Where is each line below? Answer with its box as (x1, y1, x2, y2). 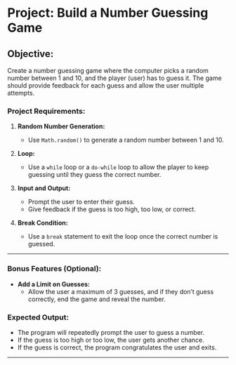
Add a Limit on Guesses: (17, 279, 90, 288)
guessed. (27, 240, 55, 248)
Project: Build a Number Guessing (7, 5, 209, 21)
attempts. (7, 89, 35, 97)
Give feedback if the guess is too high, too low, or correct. (27, 205, 196, 213)
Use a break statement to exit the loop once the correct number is (27, 232, 218, 241)
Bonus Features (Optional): (7, 264, 102, 274)
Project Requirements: (7, 106, 86, 116)
